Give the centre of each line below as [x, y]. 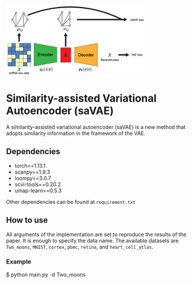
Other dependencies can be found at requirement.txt [71, 202]
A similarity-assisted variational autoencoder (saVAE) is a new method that [96, 127]
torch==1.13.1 [30, 165]
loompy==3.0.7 [33, 178]
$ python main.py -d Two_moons [46, 274]
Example [19, 262]
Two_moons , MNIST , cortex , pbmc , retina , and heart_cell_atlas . [80, 247]
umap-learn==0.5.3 [38, 191]
